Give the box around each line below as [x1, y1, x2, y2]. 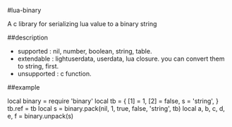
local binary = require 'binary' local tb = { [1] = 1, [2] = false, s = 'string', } [7, 97, 219, 105]
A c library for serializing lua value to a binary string [7, 20, 157, 28]
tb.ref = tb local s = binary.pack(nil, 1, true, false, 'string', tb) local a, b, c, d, [7, 104, 226, 112]
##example [7, 83, 40, 91]
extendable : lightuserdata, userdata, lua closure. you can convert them [17, 54, 225, 63]
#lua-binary [7, 6, 42, 14]
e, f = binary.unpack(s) [7, 112, 74, 120]
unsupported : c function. [17, 70, 92, 78]
